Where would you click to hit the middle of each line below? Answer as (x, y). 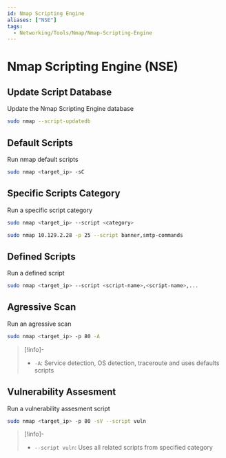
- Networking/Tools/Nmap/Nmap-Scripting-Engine (83, 33)
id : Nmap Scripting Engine (46, 13)
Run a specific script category (50, 210)
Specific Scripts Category (64, 194)
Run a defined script (36, 273)
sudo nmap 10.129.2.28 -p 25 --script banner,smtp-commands (95, 235)
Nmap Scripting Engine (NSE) (93, 67)
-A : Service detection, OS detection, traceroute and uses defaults (127, 363)
